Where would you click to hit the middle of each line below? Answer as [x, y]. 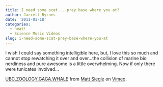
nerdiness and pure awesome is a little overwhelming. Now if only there [80, 64]
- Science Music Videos [35, 34]
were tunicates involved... [32, 69]
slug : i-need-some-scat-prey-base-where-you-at [57, 39]
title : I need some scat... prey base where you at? [62, 10]
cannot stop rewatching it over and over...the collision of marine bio [76, 58]
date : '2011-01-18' [26, 19]
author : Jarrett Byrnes [31, 15]
